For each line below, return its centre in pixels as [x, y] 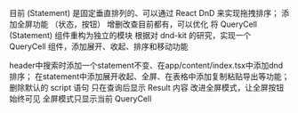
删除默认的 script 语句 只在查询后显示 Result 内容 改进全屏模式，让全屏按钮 [147, 88]
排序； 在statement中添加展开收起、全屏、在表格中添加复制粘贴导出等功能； [149, 77]
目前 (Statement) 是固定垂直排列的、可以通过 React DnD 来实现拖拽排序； [145, 13]
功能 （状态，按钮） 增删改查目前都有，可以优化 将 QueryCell [145, 24]
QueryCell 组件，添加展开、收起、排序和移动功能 [99, 46]
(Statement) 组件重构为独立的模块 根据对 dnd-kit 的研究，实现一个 [130, 35]
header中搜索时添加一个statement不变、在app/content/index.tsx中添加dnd [146, 65]
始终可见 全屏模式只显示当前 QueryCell [81, 99]
